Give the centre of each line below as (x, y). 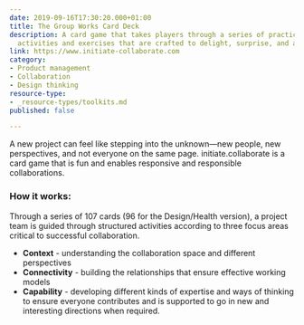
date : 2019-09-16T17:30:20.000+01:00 (81, 18)
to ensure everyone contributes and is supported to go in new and (146, 301)
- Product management (50, 69)
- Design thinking (44, 85)
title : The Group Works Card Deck (75, 26)
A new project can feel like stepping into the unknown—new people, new (145, 144)
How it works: (40, 196)
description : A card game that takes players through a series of (137, 34)
